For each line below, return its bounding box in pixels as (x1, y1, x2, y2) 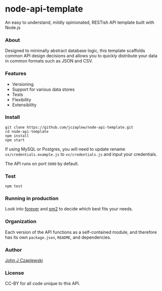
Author (5, 246, 22, 253)
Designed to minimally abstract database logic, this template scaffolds (5, 48, 146, 54)
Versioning (12, 81, 34, 87)
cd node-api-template (5, 129, 49, 134)
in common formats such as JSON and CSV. (5, 58, 93, 64)
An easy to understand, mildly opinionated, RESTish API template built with (5, 19, 154, 25)
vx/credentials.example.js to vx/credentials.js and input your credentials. (5, 151, 158, 157)
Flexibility (12, 97, 32, 102)
